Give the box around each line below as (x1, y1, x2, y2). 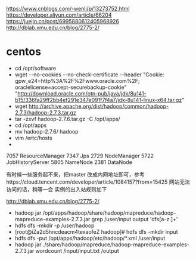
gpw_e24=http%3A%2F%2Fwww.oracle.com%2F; (14, 77, 140, 84)
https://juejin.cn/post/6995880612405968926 (6, 18, 120, 24)
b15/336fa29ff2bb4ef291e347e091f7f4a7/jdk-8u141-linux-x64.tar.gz (14, 96, 182, 103)
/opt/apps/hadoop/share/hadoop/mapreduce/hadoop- (42, 209, 176, 216)
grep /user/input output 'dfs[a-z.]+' (91, 215, 178, 222)
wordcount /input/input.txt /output (35, 247, 119, 254)
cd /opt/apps (14, 122, 47, 129)
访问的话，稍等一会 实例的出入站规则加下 (6, 185, 107, 193)
